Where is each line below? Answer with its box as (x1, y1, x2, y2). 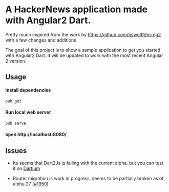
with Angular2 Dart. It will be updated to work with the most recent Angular (5, 52, 163, 59)
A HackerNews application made (5, 4, 148, 15)
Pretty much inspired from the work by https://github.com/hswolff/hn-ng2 (5, 31, 161, 37)
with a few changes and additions (5, 37, 77, 43)
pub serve (5, 121, 27, 126)
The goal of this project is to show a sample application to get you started (5, 47, 161, 53)
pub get (5, 99, 22, 104)
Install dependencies (5, 87, 51, 93)
